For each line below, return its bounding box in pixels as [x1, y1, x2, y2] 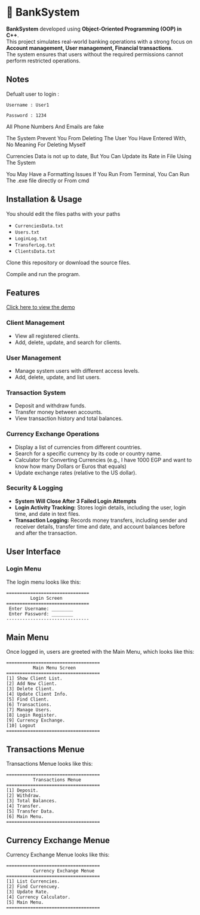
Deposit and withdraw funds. [14, 402, 87, 409]
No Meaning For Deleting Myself [6, 141, 86, 148]
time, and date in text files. [14, 510, 81, 517]
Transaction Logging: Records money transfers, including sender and [14, 517, 188, 524]
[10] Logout [6, 723, 36, 729]
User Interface [6, 546, 61, 557]
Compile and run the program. [6, 270, 81, 277]
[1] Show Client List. [6, 675, 63, 682]
